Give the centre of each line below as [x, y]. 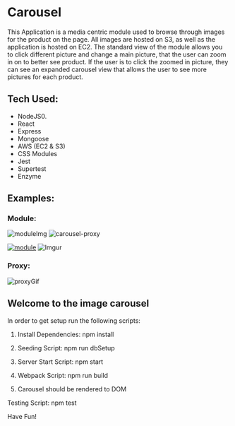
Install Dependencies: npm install [66, 334]
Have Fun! [22, 416]
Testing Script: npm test [42, 403]
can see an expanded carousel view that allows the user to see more [107, 69]
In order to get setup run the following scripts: [74, 320]
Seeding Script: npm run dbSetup [66, 348]
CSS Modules [37, 153]
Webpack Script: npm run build [62, 375]
